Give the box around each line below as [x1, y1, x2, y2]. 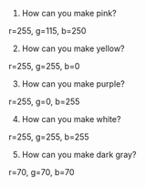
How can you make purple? [21, 78, 125, 89]
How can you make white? [21, 114, 121, 124]
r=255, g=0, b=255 [8, 96, 80, 107]
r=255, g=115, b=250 [8, 26, 87, 36]
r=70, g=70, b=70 [8, 167, 75, 177]
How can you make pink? [21, 8, 117, 18]
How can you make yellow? [21, 43, 125, 54]
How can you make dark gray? [21, 150, 137, 160]
